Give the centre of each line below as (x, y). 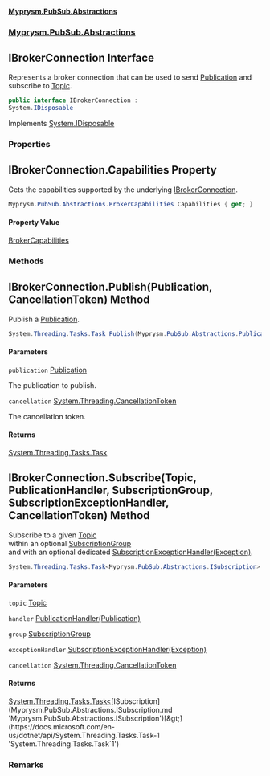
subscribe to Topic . (40, 86)
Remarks (26, 765)
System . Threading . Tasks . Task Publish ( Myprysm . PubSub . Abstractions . (124, 333)
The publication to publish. (52, 385)
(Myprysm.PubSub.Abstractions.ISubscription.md (90, 710)
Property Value (34, 223)
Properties (29, 144)
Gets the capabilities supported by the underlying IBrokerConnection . (123, 190)
